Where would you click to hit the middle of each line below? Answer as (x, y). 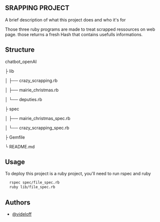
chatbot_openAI (21, 61)
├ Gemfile (15, 137)
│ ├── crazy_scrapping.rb (31, 81)
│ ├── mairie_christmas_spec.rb (38, 118)
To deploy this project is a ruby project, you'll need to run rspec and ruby (78, 174)
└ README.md (20, 146)
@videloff (22, 214)
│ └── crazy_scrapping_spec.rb (37, 128)
